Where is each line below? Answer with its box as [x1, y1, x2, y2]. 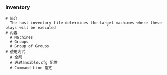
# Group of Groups [10, 44, 50, 49]
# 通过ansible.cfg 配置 [10, 60, 58, 65]
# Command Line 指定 [10, 65, 52, 71]
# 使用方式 [5, 49, 26, 55]
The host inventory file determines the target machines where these [10, 20, 162, 26]
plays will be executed [5, 25, 57, 30]
